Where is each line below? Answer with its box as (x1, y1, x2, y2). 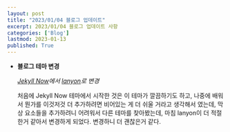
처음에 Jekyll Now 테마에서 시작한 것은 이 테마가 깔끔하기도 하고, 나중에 (17, 91, 211, 100)
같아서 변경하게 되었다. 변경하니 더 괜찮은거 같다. (30, 117, 161, 125)
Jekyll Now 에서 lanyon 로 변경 (17, 77, 99, 85)
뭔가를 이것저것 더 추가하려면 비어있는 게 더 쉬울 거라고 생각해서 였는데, (24, 100, 216, 108)
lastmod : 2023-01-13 (7, 36, 67, 43)
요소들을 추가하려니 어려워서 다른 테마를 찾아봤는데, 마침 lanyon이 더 (24, 109, 209, 117)
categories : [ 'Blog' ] (7, 29, 70, 37)
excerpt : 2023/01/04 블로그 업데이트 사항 (7, 23, 118, 30)
